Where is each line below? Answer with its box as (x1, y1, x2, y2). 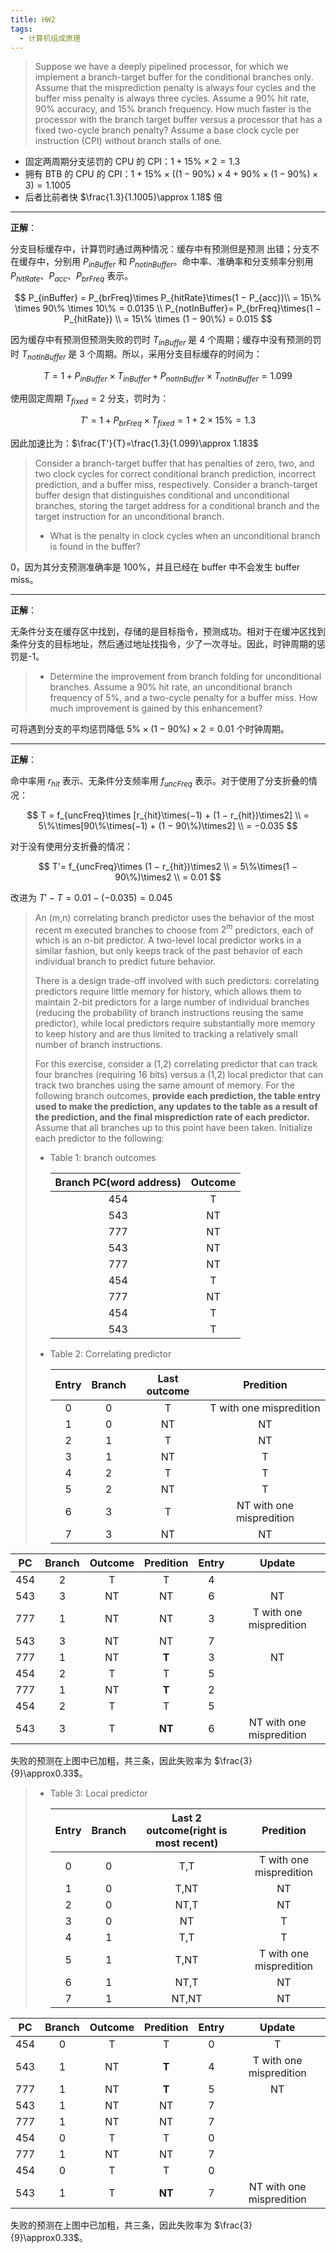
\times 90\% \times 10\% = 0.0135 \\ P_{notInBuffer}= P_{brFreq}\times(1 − (14, 302, 322, 314)
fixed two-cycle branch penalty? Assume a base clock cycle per (34, 124, 300, 136)
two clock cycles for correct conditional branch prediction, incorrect (34, 467, 316, 480)
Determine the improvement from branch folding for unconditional (49, 670, 322, 682)
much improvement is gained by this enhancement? (49, 702, 263, 714)
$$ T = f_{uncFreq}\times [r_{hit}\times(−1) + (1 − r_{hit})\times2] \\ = (26, 809, 310, 821)
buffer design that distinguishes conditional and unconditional (34, 489, 290, 501)
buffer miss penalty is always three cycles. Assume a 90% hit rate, (34, 92, 310, 105)
